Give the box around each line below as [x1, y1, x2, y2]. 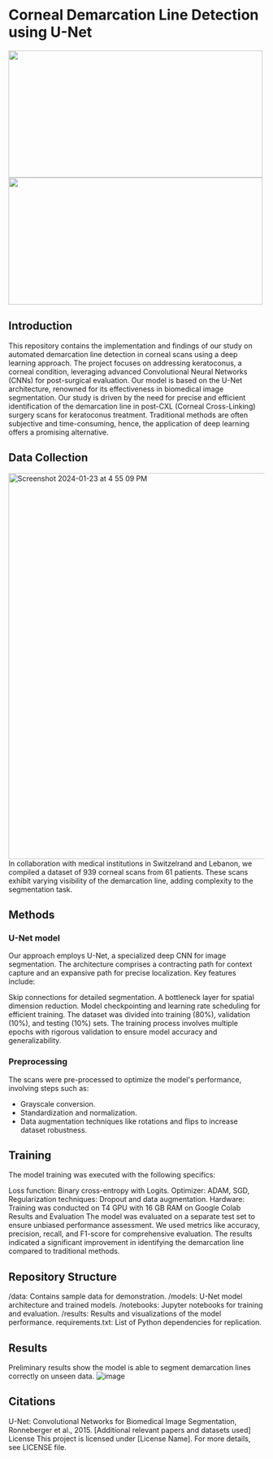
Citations [8, 1395, 56, 1409]
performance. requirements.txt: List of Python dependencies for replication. [8, 1317, 262, 1327]
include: [8, 976, 36, 986]
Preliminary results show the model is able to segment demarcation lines [8, 1362, 251, 1372]
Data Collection [8, 451, 89, 465]
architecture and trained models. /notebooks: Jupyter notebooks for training [8, 1300, 263, 1310]
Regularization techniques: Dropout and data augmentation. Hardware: [8, 1195, 245, 1204]
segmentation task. [8, 885, 73, 894]
